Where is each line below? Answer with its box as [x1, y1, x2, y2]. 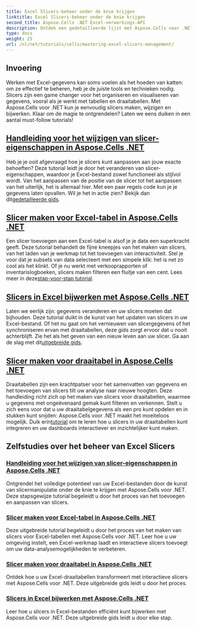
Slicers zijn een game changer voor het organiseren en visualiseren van [6, 91, 179, 98]
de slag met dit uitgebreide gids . [6, 339, 83, 346]
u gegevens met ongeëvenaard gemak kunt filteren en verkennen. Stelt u [6, 399, 182, 406]
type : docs [6, 31, 33, 36]
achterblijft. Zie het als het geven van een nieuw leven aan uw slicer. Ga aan [6, 333, 189, 340]
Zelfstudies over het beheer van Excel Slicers [6, 442, 175, 452]
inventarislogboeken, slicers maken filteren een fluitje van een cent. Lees [6, 269, 183, 276]
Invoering [6, 63, 42, 74]
